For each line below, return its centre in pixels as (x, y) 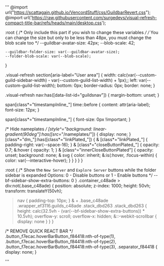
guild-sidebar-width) (26, 80)
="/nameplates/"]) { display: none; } (95, 134)
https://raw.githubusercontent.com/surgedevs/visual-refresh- (94, 18)
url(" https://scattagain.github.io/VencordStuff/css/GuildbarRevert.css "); (78, 12)
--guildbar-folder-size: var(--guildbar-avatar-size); (63, 52)
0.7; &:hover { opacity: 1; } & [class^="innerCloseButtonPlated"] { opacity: (79, 150)
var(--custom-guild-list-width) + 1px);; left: (94, 80)
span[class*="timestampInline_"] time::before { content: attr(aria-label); (78, 105)
